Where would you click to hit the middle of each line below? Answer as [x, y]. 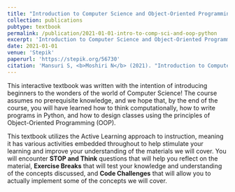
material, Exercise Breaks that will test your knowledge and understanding [115, 165]
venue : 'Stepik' [31, 53]
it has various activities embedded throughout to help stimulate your [106, 143]
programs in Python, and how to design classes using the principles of [109, 115]
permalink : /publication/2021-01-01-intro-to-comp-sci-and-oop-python [112, 33]
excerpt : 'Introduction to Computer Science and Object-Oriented [104, 40]
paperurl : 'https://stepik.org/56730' [64, 59]
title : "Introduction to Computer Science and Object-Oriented [101, 14]
